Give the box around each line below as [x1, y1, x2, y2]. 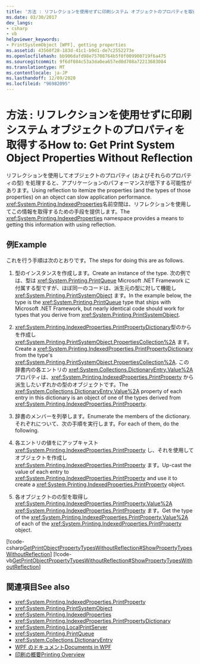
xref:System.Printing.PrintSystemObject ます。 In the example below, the [14, 292, 192, 299]
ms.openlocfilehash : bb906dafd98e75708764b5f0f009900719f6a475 [6, 53, 167, 59]
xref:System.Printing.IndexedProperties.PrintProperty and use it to [14, 474, 177, 481]
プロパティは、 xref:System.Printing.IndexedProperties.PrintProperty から [14, 373, 194, 381]
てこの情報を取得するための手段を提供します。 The [6, 208, 130, 215]
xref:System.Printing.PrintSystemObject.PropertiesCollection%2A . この [14, 359, 189, 366]
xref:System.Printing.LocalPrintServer [14, 623, 108, 631]
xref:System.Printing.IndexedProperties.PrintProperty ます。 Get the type [14, 507, 193, 514]
